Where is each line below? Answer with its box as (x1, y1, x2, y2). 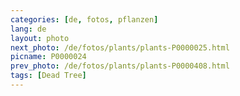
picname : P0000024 (10, 52, 87, 62)
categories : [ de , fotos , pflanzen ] (10, 14, 159, 25)
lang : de (10, 24, 47, 34)
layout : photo (10, 33, 70, 43)
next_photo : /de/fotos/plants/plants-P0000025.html (10, 42, 230, 53)
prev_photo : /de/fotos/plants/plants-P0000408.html (10, 61, 230, 71)
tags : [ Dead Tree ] (10, 71, 87, 81)
